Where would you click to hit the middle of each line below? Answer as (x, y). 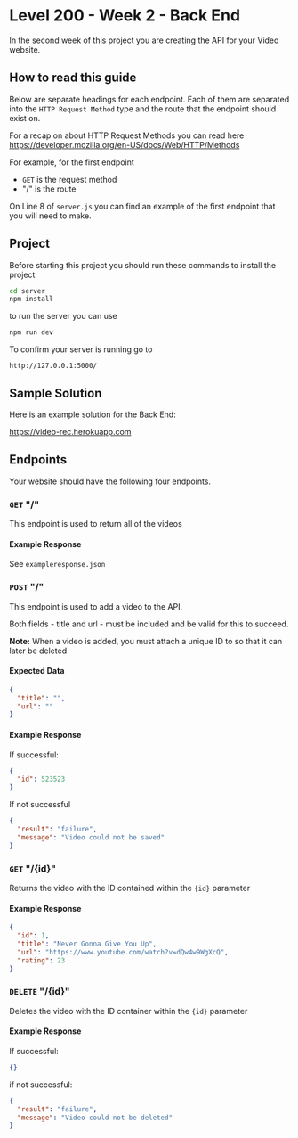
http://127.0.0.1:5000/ (53, 366)
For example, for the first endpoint (72, 162)
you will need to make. (50, 216)
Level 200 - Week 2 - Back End (125, 16)
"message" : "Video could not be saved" (91, 837)
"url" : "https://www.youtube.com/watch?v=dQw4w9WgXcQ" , (123, 952)
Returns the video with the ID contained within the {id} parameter (130, 888)
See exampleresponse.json (57, 564)
